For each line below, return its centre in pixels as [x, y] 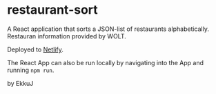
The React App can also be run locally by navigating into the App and [106, 62]
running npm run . [31, 70]
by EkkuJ [20, 83]
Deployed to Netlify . [35, 49]
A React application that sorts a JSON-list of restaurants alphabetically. [108, 29]
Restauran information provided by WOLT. [67, 36]
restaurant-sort [52, 10]
